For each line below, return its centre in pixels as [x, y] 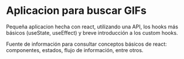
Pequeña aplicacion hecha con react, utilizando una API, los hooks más [92, 27]
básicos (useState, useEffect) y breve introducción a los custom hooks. [92, 32]
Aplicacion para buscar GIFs [76, 11]
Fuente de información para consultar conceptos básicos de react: [86, 44]
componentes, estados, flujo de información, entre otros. [75, 50]
